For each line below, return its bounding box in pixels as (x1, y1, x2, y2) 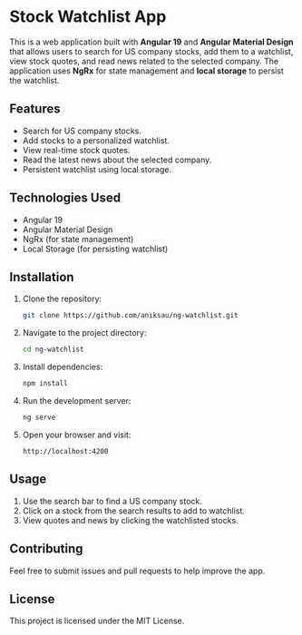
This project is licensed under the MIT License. (9, 615, 185, 627)
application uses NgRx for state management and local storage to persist (9, 65, 284, 76)
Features (9, 102, 61, 117)
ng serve (22, 413, 56, 422)
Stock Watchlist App (9, 6, 167, 27)
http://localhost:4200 (22, 446, 109, 455)
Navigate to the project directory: (22, 327, 147, 338)
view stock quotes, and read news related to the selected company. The (9, 55, 279, 66)
